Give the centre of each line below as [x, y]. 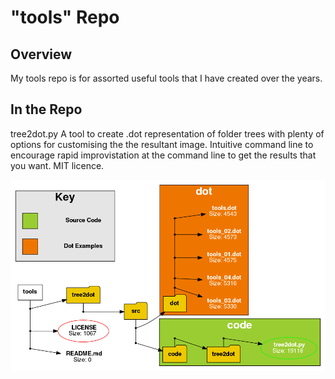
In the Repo [46, 109]
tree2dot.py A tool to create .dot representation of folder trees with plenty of [167, 133]
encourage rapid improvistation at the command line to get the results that [163, 155]
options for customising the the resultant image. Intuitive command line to [162, 144]
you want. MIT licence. [57, 165]
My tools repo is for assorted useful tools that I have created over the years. [166, 78]
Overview [41, 54]
